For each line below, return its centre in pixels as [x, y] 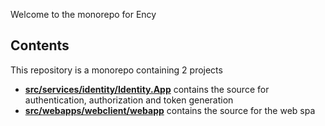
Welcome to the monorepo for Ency [83, 14]
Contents [40, 45]
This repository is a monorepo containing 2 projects [116, 70]
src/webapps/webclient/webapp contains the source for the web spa [170, 110]
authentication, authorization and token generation [129, 100]
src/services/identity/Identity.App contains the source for [147, 89]
